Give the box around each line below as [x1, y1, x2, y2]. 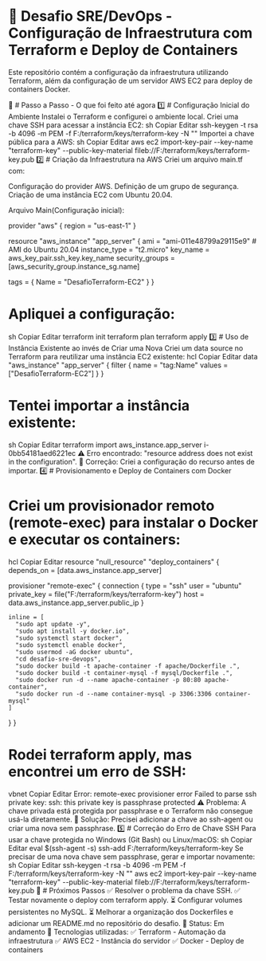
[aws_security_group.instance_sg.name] [8, 261, 140, 271]
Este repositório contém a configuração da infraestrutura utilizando [8, 67, 229, 76]
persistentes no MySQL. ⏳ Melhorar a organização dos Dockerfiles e [8, 907, 233, 916]
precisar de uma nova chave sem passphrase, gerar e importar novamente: [8, 852, 256, 861]
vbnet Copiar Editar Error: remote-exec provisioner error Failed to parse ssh [8, 789, 257, 798]
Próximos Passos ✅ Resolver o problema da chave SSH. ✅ [49, 885, 241, 895]
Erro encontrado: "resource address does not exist [86, 448, 253, 457]
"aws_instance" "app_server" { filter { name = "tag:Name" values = [8, 360, 229, 370]
